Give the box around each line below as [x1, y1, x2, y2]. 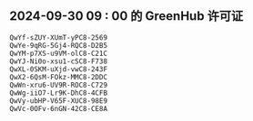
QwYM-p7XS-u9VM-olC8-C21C [9, 49, 107, 58]
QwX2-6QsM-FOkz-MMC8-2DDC [9, 72, 107, 81]
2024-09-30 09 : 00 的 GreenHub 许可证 [9, 8, 244, 24]
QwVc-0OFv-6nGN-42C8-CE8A [9, 104, 107, 113]
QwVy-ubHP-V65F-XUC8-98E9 [9, 96, 107, 106]
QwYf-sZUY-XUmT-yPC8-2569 [9, 33, 107, 42]
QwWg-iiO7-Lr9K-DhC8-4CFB [9, 88, 107, 98]
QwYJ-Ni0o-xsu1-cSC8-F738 [9, 57, 107, 66]
